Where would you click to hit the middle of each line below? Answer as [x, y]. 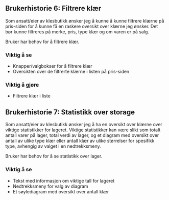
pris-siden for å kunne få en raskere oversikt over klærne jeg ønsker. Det [82, 26]
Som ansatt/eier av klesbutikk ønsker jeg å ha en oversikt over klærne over [84, 125]
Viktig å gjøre [22, 85]
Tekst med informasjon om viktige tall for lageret [64, 181]
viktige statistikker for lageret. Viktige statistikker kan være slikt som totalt [83, 130]
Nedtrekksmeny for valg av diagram [50, 186]
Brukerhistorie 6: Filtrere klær [53, 8]
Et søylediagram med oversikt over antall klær [61, 191]
